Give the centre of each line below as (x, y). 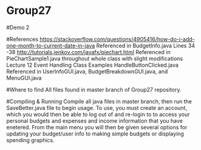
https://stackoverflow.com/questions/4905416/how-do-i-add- (117, 39)
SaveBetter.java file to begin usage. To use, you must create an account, (97, 107)
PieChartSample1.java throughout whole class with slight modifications (95, 58)
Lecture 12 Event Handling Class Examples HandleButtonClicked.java (93, 65)
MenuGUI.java (24, 78)
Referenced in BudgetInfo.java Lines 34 (146, 46)
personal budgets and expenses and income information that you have (95, 121)
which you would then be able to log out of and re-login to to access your (98, 114)
